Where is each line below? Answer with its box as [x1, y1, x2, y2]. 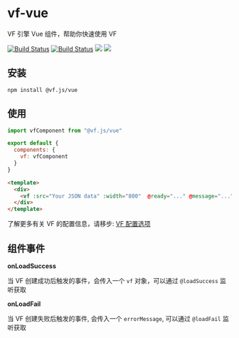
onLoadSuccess [7, 262, 57, 270]
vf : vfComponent [20, 153, 69, 160]
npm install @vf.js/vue [7, 86, 78, 93]
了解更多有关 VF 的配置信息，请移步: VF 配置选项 [7, 220, 151, 228]
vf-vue [7, 5, 48, 21]
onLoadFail [7, 299, 41, 308]
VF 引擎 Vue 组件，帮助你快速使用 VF [7, 29, 117, 38]
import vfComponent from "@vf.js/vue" [7, 127, 122, 134]
